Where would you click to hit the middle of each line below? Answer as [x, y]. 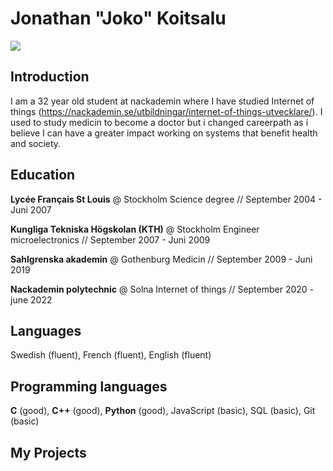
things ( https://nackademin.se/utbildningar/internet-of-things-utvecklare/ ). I [166, 111]
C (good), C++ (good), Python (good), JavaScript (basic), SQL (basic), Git [163, 411]
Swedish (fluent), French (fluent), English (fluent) [111, 355]
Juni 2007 [31, 209]
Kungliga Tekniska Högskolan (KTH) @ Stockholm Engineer [135, 229]
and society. [36, 143]
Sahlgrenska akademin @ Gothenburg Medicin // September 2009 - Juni [161, 259]
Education [43, 175]
